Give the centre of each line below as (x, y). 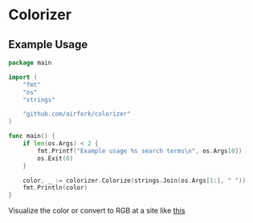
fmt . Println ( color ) (55, 188)
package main (30, 63)
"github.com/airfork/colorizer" (77, 114)
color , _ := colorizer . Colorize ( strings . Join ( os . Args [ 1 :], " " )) (135, 180)
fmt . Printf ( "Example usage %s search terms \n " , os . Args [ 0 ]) (140, 151)
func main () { (32, 136)
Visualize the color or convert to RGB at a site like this (97, 211)
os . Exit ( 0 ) (55, 158)
